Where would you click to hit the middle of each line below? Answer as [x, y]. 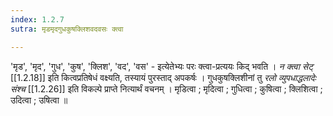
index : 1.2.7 [37, 19]
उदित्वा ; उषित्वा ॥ [39, 100]
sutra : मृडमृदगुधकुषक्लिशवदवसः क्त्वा [67, 29]
